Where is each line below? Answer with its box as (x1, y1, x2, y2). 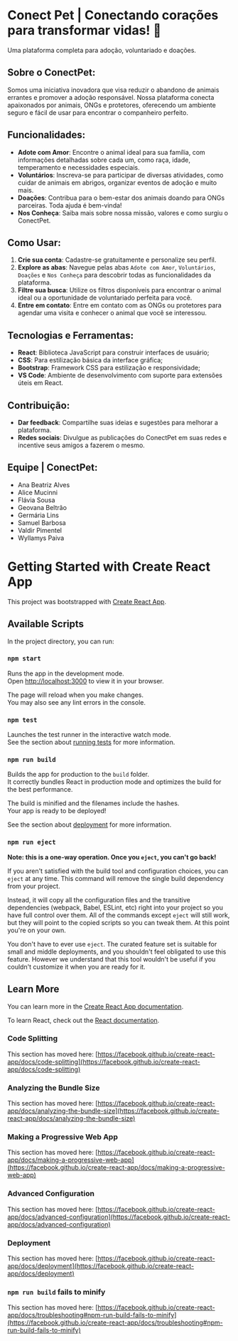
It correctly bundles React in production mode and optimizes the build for (7, 777, 222, 786)
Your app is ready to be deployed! (7, 807, 107, 815)
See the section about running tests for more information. (7, 738, 175, 747)
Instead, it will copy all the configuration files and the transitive (7, 895, 190, 904)
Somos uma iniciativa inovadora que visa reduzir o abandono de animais (7, 86, 220, 94)
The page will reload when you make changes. (7, 690, 144, 699)
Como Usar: (7, 236, 62, 249)
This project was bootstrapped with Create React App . (7, 597, 167, 606)
